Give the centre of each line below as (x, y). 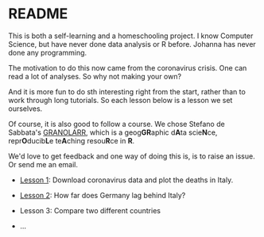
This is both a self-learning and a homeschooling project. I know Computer (131, 36)
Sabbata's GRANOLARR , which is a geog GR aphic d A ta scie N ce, (113, 132)
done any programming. (48, 52)
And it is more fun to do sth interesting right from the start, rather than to (127, 91)
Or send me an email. (43, 164)
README (38, 14)
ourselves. (25, 109)
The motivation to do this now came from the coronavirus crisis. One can (128, 67)
